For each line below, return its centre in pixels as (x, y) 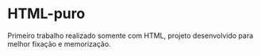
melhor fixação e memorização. (59, 43)
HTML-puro (46, 14)
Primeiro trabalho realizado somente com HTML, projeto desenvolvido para (130, 35)
